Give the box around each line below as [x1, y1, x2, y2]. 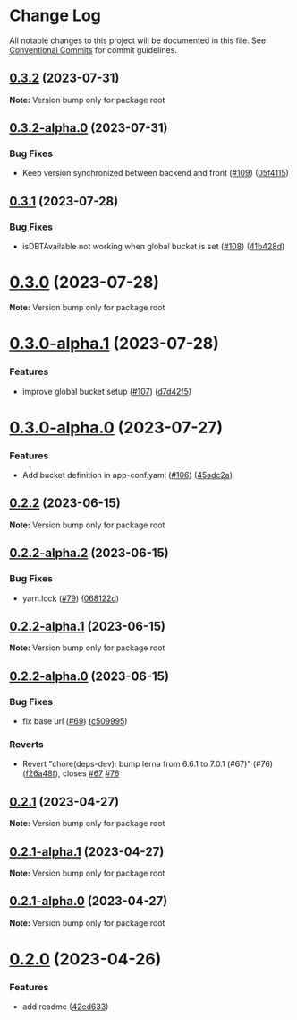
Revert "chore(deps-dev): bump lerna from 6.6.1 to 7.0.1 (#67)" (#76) [21, 759, 274, 770]
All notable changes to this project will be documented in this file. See [9, 35, 267, 46]
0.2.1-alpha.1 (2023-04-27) [9, 844, 165, 859]
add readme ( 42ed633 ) [21, 1001, 109, 1012]
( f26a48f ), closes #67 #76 [21, 768, 120, 779]
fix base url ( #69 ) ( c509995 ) [21, 716, 128, 727]
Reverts [9, 737, 45, 750]
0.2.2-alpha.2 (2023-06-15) [9, 545, 170, 561]
